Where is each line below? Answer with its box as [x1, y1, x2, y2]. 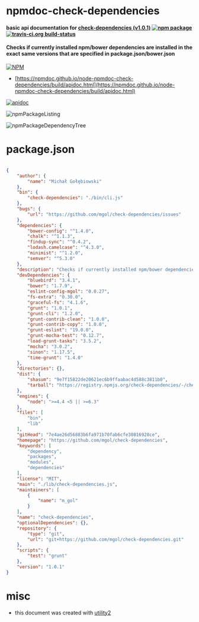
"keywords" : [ [17, 443, 52, 448]
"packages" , [27, 454, 57, 460]
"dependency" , [27, 448, 62, 454]
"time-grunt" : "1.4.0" [27, 354, 84, 361]
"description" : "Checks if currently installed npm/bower [17, 267, 163, 272]
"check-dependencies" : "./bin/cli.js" [27, 195, 123, 201]
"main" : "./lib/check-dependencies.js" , [17, 481, 118, 487]
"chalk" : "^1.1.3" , [27, 233, 76, 239]
